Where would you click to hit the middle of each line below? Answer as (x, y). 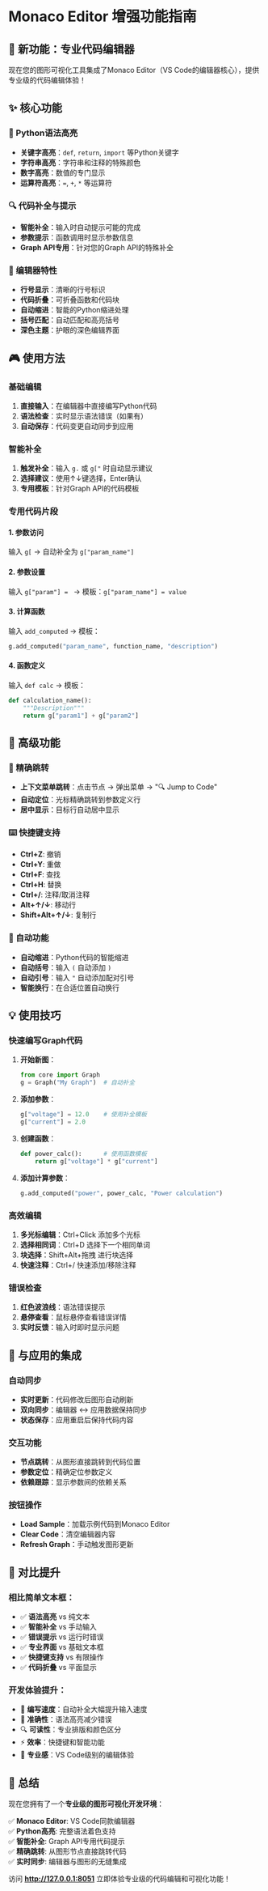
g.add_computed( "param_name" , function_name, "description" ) (113, 646)
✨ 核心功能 (36, 108)
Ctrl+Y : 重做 (40, 865)
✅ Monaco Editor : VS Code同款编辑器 (72, 1821)
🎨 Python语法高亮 (43, 133)
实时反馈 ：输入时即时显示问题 (69, 1328)
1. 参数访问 (26, 532)
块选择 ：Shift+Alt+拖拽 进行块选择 (77, 1255)
